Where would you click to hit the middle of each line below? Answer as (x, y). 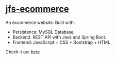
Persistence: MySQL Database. (44, 32)
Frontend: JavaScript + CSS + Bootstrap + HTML (61, 42)
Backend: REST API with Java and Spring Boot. (59, 37)
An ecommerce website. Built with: (40, 22)
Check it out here (23, 52)
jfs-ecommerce (37, 9)
